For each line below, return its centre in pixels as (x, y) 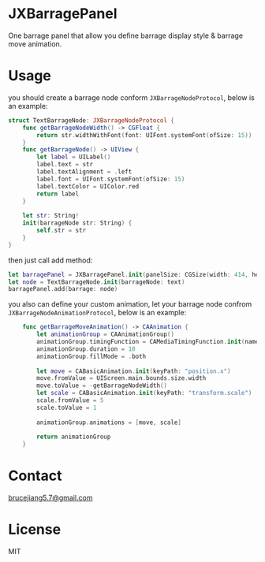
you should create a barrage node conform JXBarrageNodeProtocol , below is (131, 97)
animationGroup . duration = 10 (86, 349)
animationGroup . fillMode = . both (91, 356)
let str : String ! (51, 216)
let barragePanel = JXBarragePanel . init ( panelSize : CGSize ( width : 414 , (128, 274)
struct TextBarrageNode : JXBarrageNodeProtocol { (91, 120)
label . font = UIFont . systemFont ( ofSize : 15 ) (111, 179)
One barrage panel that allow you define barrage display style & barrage (125, 35)
